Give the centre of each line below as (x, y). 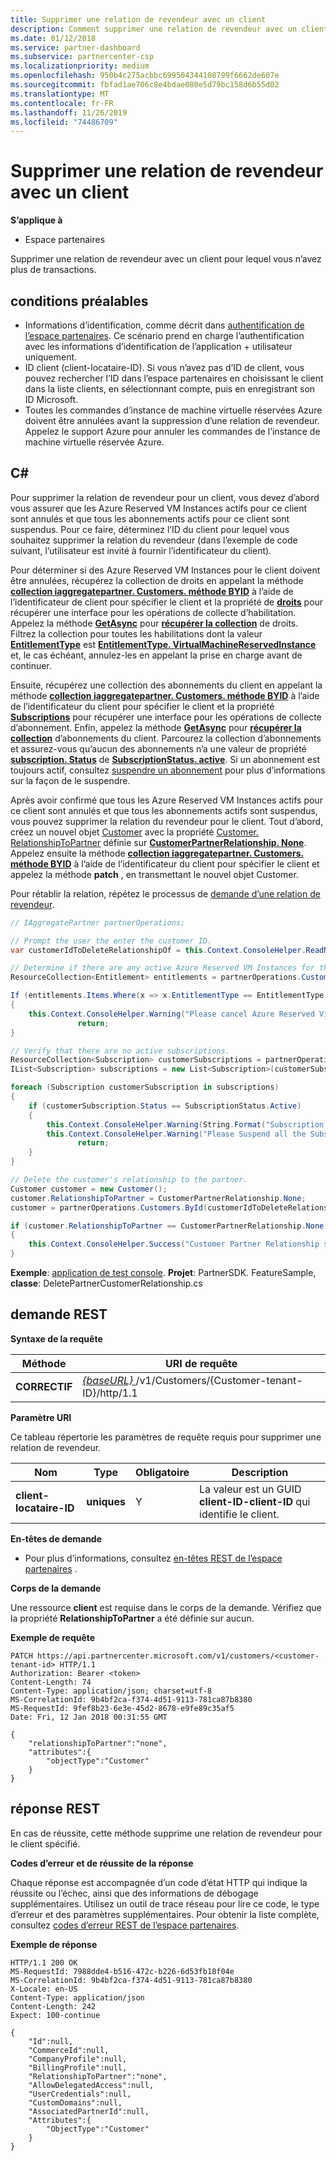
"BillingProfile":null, (78, 2067)
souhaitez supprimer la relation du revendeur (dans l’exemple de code (154, 540)
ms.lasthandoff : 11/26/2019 (69, 112)
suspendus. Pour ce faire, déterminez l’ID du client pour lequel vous (150, 529)
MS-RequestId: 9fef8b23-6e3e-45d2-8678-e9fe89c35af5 (122, 1708)
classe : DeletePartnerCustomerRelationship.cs (106, 1283)
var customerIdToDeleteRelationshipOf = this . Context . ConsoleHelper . (158, 950)
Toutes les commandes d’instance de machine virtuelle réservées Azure (173, 410)
